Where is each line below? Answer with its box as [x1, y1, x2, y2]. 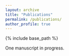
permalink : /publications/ [5, 17, 62, 22]
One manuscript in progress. [5, 45, 64, 51]
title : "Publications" [5, 12, 53, 17]
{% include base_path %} [5, 35, 58, 41]
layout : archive [5, 7, 39, 13]
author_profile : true [5, 21, 51, 27]
